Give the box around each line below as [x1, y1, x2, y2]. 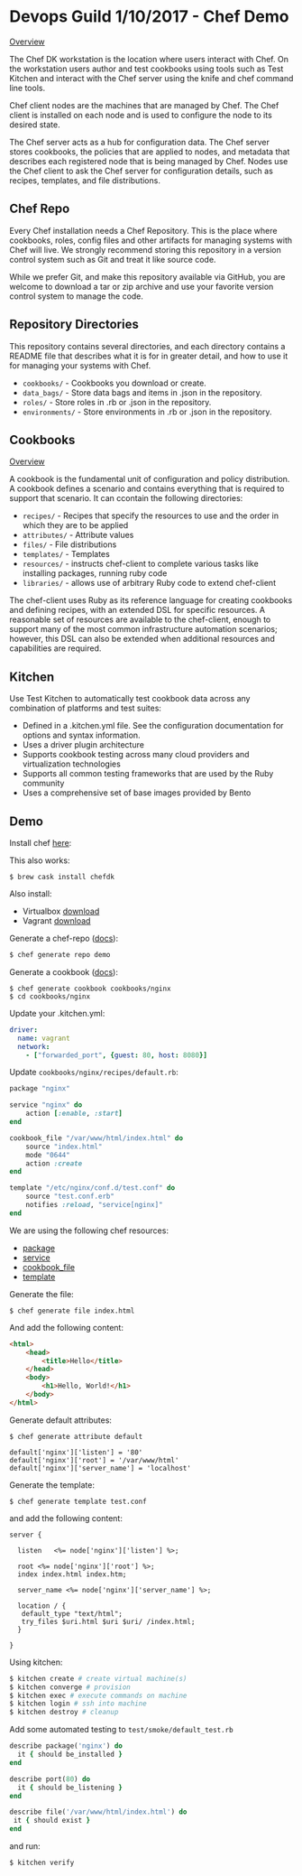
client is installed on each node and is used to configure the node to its [9, 109, 272, 120]
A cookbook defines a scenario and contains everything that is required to [9, 483, 285, 494]
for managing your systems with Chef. [9, 359, 151, 371]
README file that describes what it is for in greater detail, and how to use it [9, 350, 288, 361]
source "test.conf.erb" [25, 1192, 115, 1202]
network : [17, 1042, 50, 1051]
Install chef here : [9, 838, 72, 848]
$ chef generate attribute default [9, 1432, 143, 1441]
